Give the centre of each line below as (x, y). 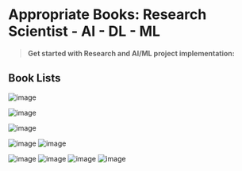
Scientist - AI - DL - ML (85, 31)
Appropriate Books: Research (108, 15)
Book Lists (35, 78)
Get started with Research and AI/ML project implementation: (131, 53)
